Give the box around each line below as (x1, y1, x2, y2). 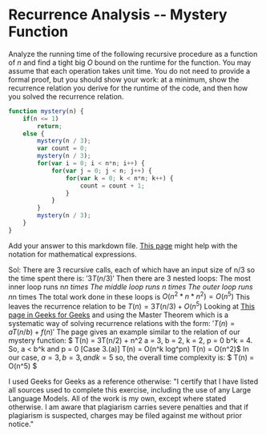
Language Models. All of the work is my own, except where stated (8, 394, 227, 404)
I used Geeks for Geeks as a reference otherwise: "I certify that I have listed (8, 377, 259, 386)
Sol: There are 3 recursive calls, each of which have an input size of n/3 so (8, 264, 255, 274)
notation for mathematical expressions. (8, 249, 138, 259)
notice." (8, 419, 34, 429)
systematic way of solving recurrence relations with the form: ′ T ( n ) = (8, 319, 236, 328)
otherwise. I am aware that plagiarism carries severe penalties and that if (8, 402, 248, 412)
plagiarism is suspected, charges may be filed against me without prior (8, 411, 243, 421)
